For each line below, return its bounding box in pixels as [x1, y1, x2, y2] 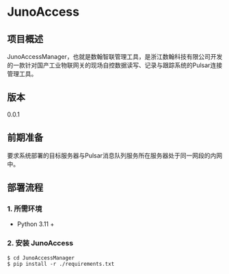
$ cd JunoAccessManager [7, 254, 75, 261]
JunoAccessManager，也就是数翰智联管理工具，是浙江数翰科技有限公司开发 [7, 53, 223, 60]
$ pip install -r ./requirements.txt [7, 260, 115, 267]
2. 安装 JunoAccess [7, 238, 74, 248]
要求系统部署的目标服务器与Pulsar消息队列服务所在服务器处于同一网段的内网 [7, 151, 223, 160]
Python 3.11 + [16, 220, 55, 228]
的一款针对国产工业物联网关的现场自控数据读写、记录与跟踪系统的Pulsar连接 [7, 61, 223, 69]
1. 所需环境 [7, 203, 42, 213]
